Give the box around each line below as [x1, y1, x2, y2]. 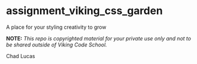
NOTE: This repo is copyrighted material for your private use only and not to [6, 35, 191, 42]
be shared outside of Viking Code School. [6, 41, 108, 48]
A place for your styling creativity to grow [6, 23, 107, 31]
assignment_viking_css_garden [6, 4, 163, 18]
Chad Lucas [6, 52, 35, 59]
